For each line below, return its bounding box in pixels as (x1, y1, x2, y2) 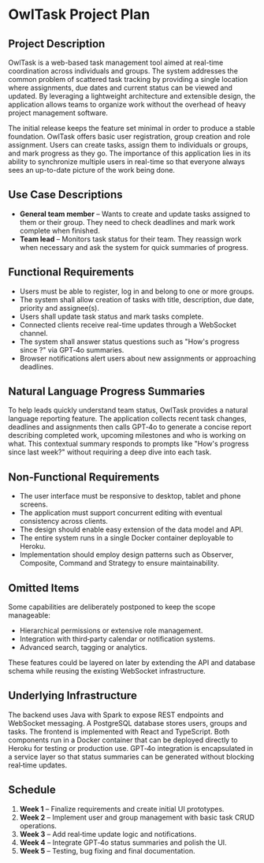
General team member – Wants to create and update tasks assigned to (19, 209, 251, 219)
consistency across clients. (19, 517, 109, 526)
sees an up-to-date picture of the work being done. (8, 166, 176, 174)
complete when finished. (19, 226, 100, 235)
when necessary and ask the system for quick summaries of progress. (19, 242, 249, 252)
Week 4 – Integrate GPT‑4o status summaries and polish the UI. (19, 838, 227, 847)
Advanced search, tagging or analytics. (19, 643, 147, 652)
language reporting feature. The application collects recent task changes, (8, 414, 247, 424)
